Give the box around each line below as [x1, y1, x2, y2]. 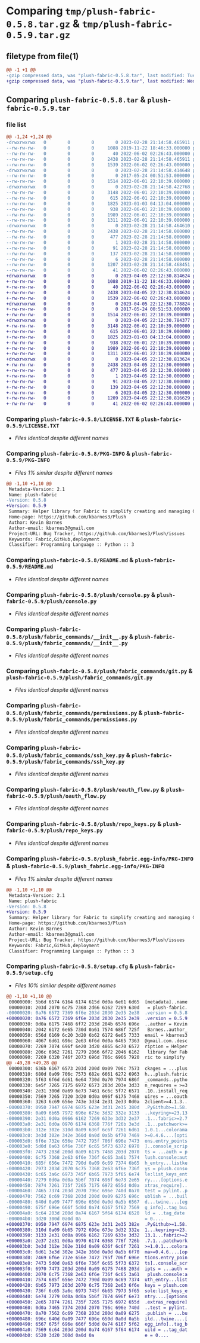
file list [6, 120, 27, 129]
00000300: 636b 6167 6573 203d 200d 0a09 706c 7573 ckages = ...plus [8, 1066, 187, 1072]
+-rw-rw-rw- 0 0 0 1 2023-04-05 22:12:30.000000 [6, 373, 190, 379]
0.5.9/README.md [6, 563, 54, 570]
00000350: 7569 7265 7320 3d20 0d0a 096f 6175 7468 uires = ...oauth [8, 1093, 187, 1100]
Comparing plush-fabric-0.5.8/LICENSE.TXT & [6, 415, 140, 423]
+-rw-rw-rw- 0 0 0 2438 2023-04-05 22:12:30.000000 [6, 362, 190, 368]
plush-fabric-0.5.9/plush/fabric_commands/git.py [6, 674, 153, 681]
